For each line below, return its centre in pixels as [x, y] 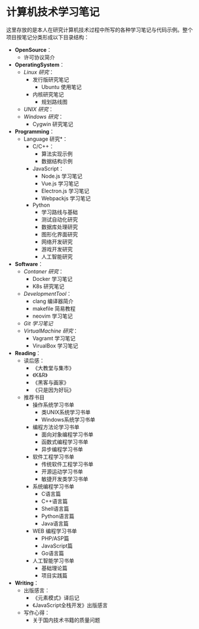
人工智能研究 [57, 257]
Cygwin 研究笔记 [53, 124]
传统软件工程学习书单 [67, 464]
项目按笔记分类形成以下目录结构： [48, 37]
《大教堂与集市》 [53, 368]
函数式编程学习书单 [65, 442]
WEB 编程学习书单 [54, 531]
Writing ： [27, 583]
